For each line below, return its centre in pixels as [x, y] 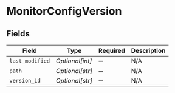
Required [112, 51]
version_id [25, 81]
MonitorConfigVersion [64, 11]
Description [148, 51]
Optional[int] [74, 61]
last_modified [30, 61]
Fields [18, 34]
